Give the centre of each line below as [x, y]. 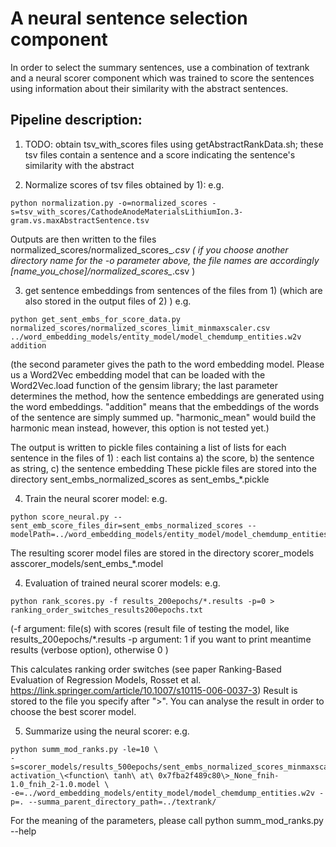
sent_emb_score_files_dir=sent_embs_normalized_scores [127, 525]
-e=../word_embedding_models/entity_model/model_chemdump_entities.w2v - [167, 793]
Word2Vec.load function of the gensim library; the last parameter [144, 385]
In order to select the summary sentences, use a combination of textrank [160, 67]
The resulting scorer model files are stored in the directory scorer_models [162, 553]
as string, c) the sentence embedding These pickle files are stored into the [163, 468]
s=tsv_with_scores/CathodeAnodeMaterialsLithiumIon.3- [127, 212]
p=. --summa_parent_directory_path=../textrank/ [113, 802]
